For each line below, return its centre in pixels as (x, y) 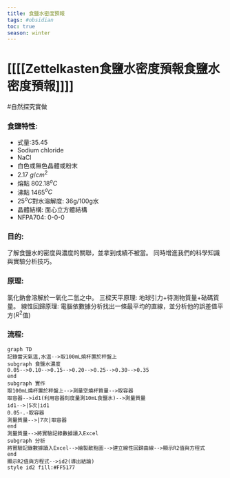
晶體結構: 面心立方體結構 (52, 210)
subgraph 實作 (27, 384)
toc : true (21, 26)
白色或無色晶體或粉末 (47, 166)
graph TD (20, 349)
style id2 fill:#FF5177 (41, 467)
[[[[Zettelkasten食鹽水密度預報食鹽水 (114, 69)
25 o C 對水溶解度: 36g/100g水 (58, 201)
